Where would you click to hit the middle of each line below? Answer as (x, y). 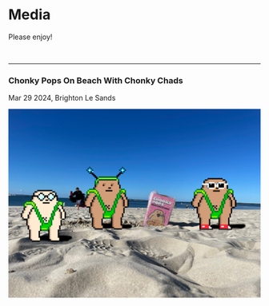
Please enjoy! (30, 37)
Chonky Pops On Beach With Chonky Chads (96, 80)
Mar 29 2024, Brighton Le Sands (62, 98)
